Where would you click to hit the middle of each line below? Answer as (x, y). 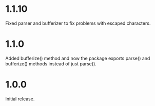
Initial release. (20, 99)
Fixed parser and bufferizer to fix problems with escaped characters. (78, 23)
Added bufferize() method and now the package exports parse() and (78, 58)
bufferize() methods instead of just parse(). (51, 64)
